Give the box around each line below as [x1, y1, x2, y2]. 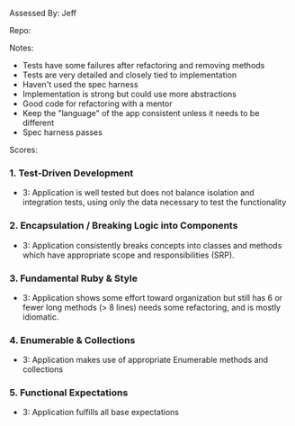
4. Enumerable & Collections [9, 333, 136, 346]
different [22, 117, 55, 128]
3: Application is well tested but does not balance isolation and [22, 187, 255, 198]
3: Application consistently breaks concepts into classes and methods [22, 240, 282, 250]
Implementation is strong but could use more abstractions [22, 89, 237, 99]
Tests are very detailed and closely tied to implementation [22, 69, 237, 80]
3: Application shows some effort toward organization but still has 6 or [22, 292, 283, 303]
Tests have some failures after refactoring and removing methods [22, 60, 265, 70]
